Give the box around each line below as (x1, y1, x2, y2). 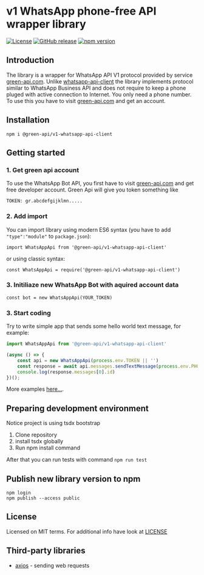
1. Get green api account (6, 166, 80, 174)
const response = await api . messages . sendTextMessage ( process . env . (17, 363, 191, 370)
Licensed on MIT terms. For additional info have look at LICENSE (6, 527, 168, 535)
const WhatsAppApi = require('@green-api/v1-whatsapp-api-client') (6, 266, 181, 273)
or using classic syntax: (6, 255, 66, 262)
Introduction (6, 55, 55, 65)
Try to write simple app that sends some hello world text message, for (6, 323, 181, 330)
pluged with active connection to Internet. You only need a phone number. (6, 90, 192, 98)
